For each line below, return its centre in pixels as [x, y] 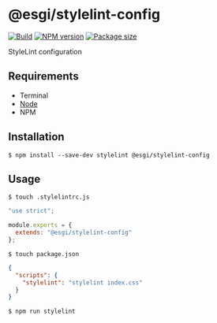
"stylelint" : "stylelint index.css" [83, 282]
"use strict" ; [32, 211]
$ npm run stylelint [42, 312]
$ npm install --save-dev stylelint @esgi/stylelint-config [109, 155]
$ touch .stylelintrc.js [49, 197]
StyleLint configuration [45, 51]
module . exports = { [40, 225]
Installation [36, 137]
